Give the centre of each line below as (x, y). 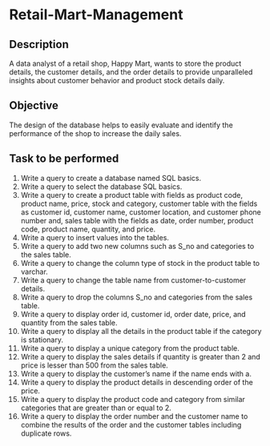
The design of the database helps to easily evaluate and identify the (121, 125)
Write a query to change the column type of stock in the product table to (140, 263)
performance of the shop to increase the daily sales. (95, 133)
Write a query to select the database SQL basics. (101, 187)
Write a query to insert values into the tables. (95, 237)
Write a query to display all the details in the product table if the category (141, 331)
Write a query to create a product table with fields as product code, (132, 195)
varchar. (34, 271)
